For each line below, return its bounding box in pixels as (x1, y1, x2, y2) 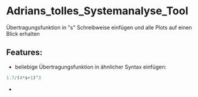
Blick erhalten (6, 30, 40, 37)
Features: (6, 48, 43, 58)
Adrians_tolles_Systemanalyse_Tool (6, 4, 189, 18)
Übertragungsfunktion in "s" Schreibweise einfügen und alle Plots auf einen (6, 24, 192, 31)
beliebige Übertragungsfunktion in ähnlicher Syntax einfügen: (14, 63, 167, 70)
